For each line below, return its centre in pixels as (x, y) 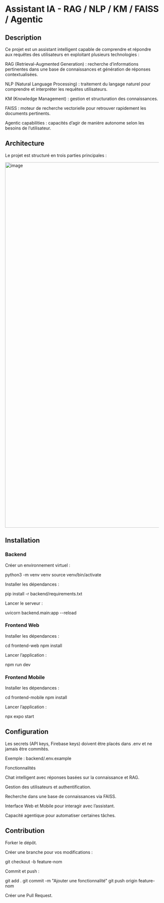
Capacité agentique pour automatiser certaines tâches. (61, 815)
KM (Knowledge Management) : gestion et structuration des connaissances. (82, 99)
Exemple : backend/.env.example (38, 758)
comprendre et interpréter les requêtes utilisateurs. (56, 89)
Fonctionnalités (20, 768)
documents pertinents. (28, 113)
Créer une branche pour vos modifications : (49, 852)
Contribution (25, 831)
